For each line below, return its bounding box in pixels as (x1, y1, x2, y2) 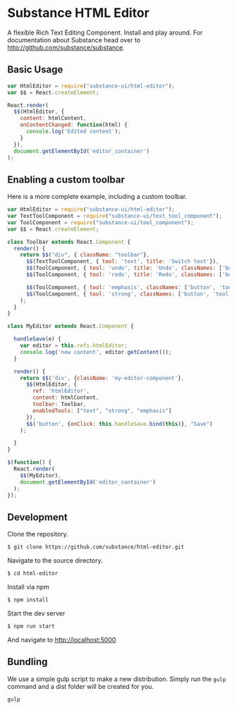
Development (7, 511, 68, 523)
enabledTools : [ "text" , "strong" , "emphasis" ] (32, 407, 172, 414)
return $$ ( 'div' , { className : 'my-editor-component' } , (20, 374, 185, 381)
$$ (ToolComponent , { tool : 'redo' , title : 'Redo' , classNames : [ (25, 271, 222, 279)
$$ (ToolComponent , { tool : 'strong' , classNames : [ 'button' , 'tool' (25, 290, 232, 298)
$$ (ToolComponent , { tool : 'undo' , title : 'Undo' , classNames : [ (25, 264, 222, 272)
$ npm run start (7, 623, 55, 630)
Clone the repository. (7, 530, 68, 539)
